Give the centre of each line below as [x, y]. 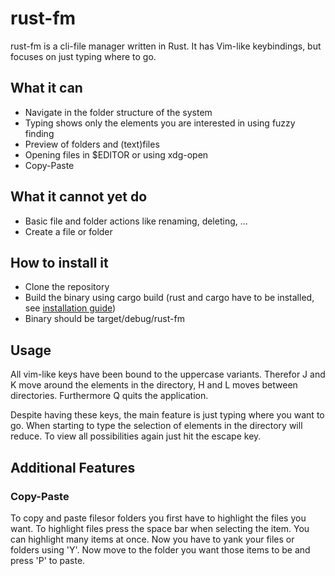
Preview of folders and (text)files [92, 144]
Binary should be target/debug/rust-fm [104, 319]
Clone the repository [67, 287]
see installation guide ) [70, 308]
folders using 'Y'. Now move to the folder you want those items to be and [160, 549]
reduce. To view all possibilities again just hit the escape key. [136, 436]
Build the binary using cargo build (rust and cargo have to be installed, [169, 298]
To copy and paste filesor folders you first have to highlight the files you [158, 518]
